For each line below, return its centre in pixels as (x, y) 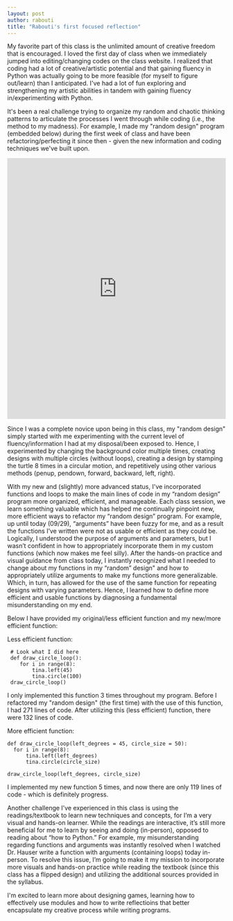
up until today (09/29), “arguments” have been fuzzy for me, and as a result (115, 524)
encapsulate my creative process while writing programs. (89, 910)
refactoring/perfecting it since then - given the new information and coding (114, 141)
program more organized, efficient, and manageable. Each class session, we (116, 502)
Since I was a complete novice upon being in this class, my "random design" (116, 429)
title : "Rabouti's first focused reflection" (74, 26)
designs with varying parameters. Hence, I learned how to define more (108, 590)
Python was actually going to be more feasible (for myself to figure (103, 76)
